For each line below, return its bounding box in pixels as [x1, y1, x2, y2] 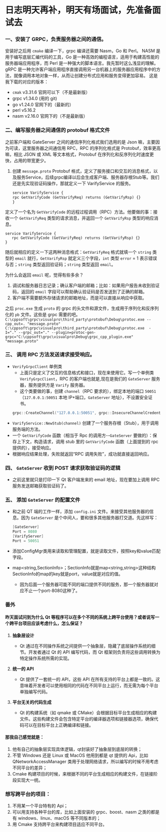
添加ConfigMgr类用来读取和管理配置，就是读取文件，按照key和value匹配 [12, 548, 161, 554]
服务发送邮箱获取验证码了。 [12, 483, 69, 489]
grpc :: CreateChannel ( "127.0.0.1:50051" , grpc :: [12, 410, 113, 416]
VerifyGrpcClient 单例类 [12, 363, 63, 369]
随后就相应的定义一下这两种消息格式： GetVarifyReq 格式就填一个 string [5, 249, 152, 255]
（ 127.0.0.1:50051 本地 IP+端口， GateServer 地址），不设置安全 [19, 394, 148, 400]
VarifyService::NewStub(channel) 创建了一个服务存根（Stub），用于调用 [12, 420, 159, 426]
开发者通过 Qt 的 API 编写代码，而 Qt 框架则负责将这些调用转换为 [28, 649, 161, 655]
